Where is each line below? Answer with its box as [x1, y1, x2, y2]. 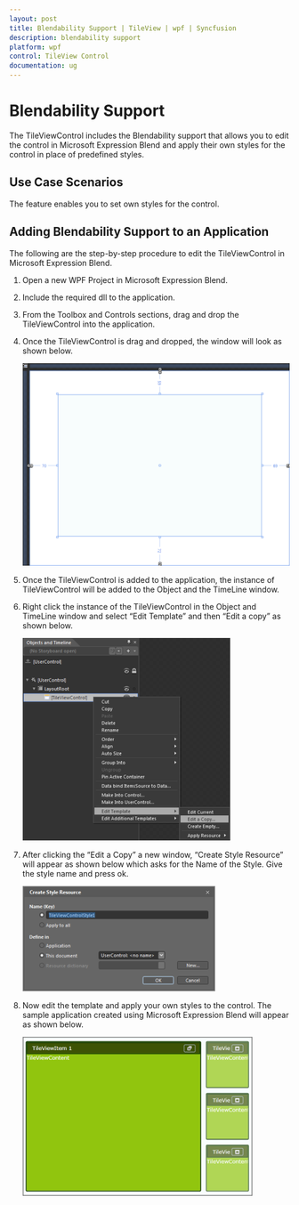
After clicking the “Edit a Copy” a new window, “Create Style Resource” [21, 850, 284, 861]
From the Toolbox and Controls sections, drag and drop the [21, 309, 239, 319]
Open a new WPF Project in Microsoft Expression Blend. [21, 274, 229, 285]
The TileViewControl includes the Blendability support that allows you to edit [9, 130, 289, 141]
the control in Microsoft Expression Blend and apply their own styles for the [9, 139, 286, 150]
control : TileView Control [9, 52, 109, 61]
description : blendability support [9, 33, 141, 42]
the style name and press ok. [21, 869, 129, 879]
